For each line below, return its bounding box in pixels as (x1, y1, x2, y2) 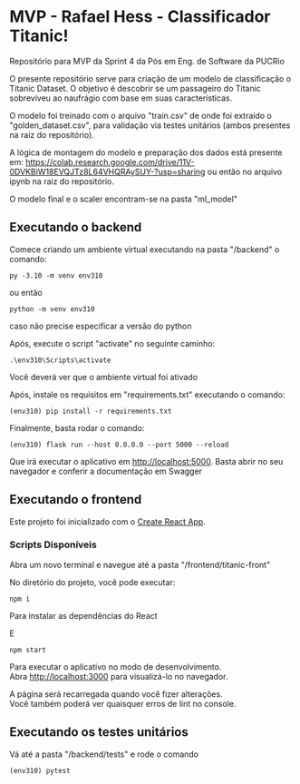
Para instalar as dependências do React (9, 610, 158, 621)
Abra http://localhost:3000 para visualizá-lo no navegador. (9, 671, 228, 681)
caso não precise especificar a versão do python (9, 320, 192, 331)
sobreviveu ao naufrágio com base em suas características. (9, 93, 233, 103)
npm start (9, 645, 47, 654)
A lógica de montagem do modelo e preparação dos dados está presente (9, 147, 283, 158)
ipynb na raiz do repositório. (9, 175, 115, 187)
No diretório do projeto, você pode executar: (9, 576, 176, 587)
